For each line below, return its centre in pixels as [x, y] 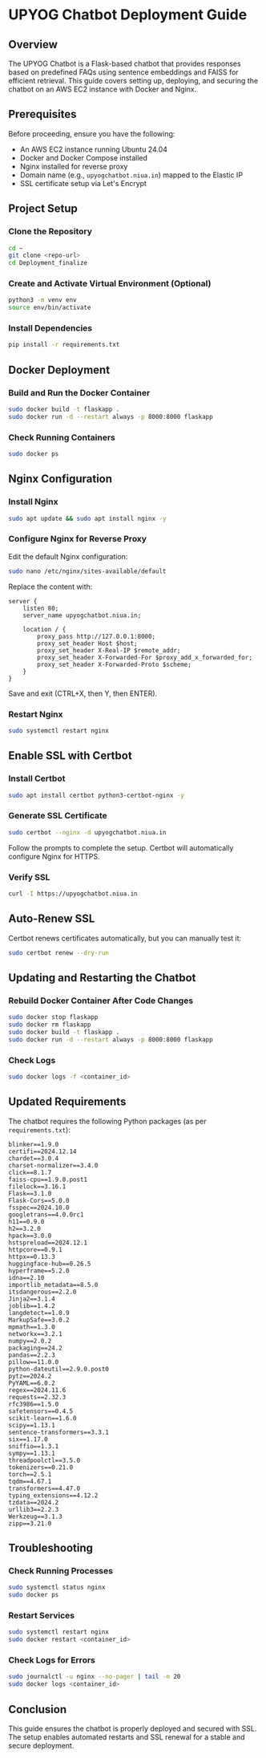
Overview [33, 45]
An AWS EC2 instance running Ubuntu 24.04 [94, 149]
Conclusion [38, 1709]
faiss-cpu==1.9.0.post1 [48, 1179]
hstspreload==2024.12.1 [48, 1242]
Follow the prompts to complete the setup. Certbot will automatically [121, 847]
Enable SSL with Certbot [70, 756]
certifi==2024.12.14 [43, 1151]
